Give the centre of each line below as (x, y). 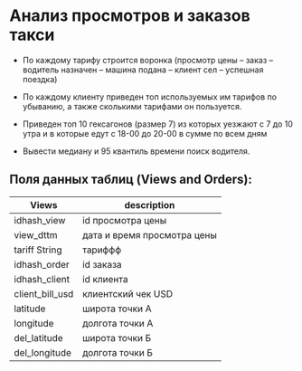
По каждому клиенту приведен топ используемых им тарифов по (150, 97)
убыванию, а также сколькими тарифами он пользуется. (132, 106)
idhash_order (42, 264)
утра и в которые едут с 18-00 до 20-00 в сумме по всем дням (145, 133)
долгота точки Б (118, 352)
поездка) (40, 79)
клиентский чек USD (128, 293)
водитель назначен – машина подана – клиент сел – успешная (143, 70)
